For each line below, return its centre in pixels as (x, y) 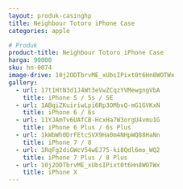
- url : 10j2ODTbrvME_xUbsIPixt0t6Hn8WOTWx (88, 165)
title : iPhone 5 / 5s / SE (68, 97)
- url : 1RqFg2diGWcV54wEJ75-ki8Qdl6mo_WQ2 (88, 150)
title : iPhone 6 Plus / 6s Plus (77, 128)
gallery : (23, 82)
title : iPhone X (50, 173)
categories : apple (39, 31)
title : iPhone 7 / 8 (57, 142)
